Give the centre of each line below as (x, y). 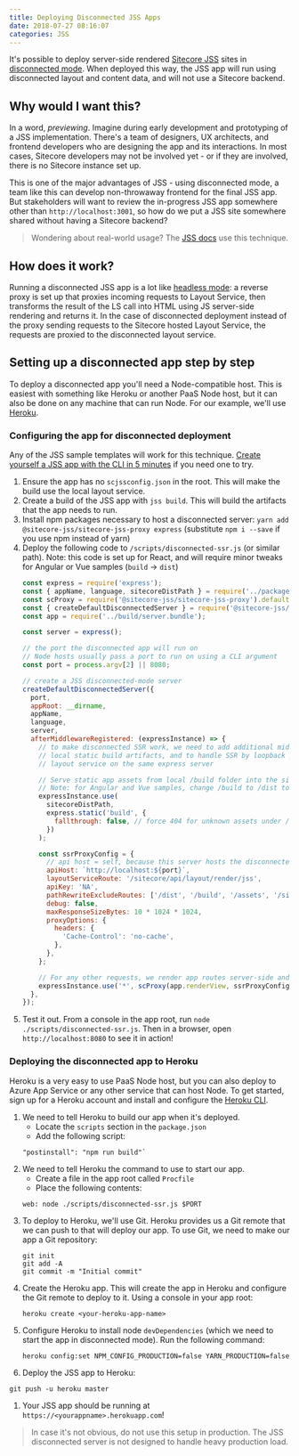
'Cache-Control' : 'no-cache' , (118, 937)
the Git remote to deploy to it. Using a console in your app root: (137, 1297)
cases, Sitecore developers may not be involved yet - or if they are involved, (149, 156)
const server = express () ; (72, 632)
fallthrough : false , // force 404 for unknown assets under (168, 821)
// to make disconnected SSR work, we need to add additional (156, 747)
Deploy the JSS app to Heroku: (79, 1372)
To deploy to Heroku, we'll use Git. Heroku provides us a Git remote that (154, 1220)
